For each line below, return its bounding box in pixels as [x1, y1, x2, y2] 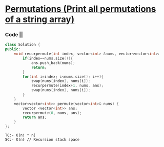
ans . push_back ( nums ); [31, 60, 76, 65]
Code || [5, 31, 23, 38]
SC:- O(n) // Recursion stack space [5, 137, 80, 142]
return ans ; [22, 115, 47, 120]
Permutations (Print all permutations [5, 3, 156, 15]
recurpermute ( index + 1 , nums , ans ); [31, 83, 104, 88]
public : [5, 47, 21, 52]
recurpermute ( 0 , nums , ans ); [22, 110, 82, 115]
